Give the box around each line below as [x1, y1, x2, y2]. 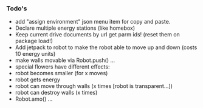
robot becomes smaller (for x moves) [15, 70, 108, 77]
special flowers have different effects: [15, 63, 110, 70]
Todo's [6, 4, 27, 13]
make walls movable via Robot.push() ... [15, 56, 115, 64]
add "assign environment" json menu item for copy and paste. [15, 18, 171, 25]
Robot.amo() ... [15, 95, 53, 103]
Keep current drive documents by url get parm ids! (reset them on [15, 31, 181, 38]
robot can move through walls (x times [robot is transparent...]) [15, 83, 173, 90]
